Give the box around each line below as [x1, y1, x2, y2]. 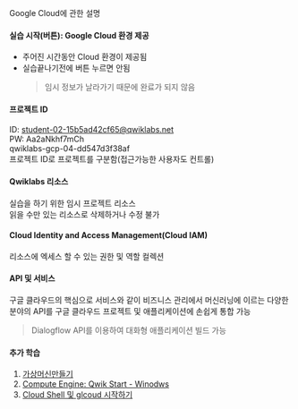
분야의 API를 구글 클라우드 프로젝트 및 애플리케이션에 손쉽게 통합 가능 [9, 306, 251, 317]
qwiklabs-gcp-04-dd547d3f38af [9, 143, 131, 154]
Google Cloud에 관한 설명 [9, 8, 101, 18]
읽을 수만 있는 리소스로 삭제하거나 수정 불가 [9, 209, 160, 219]
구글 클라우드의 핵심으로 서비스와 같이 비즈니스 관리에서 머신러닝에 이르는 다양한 [9, 294, 289, 306]
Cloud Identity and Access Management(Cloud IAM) [9, 230, 209, 241]
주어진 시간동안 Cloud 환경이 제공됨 [21, 52, 148, 63]
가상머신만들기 [21, 369, 73, 379]
